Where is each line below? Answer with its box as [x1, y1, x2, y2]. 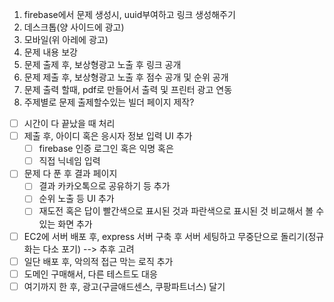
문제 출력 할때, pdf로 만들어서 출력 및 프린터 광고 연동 [23, 84, 233, 95]
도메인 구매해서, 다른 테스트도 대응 [23, 268, 158, 280]
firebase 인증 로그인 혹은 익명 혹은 [38, 143, 174, 155]
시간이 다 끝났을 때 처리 [23, 118, 116, 129]
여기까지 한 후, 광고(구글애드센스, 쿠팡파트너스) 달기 [23, 280, 226, 292]
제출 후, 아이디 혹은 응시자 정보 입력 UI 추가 [23, 130, 193, 142]
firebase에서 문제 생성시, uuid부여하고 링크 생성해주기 [23, 9, 236, 20]
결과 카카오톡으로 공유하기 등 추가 [38, 180, 171, 192]
